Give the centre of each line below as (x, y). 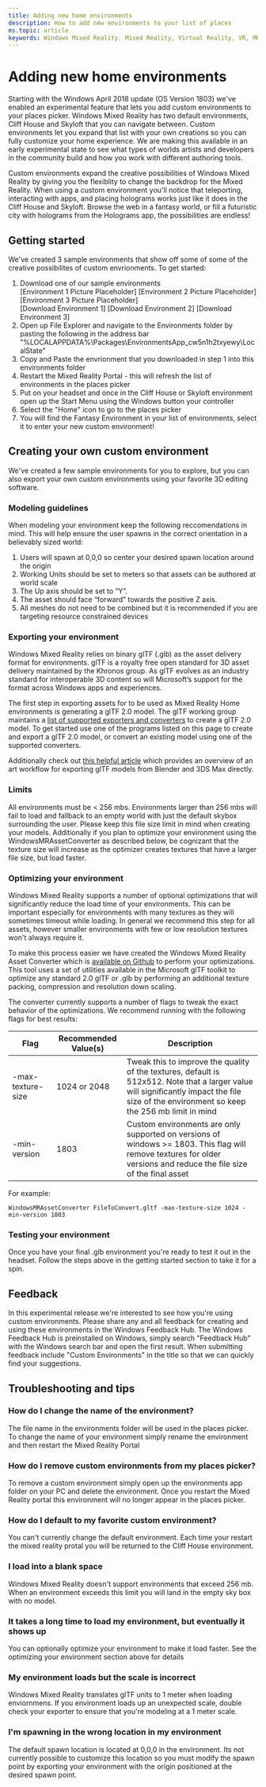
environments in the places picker (75, 384)
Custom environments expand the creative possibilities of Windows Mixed (129, 173)
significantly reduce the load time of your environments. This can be (120, 904)
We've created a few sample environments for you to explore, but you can (129, 470)
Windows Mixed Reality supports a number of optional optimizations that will (133, 895)
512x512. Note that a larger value (190, 1081)
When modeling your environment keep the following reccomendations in (128, 525)
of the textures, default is (173, 1072)
